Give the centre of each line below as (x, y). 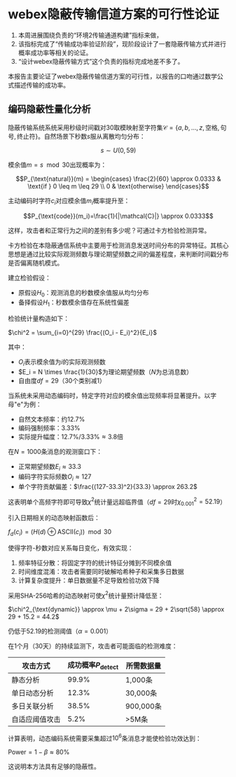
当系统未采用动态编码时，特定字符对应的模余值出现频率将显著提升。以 (109, 395)
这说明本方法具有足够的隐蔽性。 (54, 766)
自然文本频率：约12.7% (51, 419)
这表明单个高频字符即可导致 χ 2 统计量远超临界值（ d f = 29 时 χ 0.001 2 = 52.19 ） (117, 502)
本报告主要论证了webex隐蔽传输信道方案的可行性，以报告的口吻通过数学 (113, 76)
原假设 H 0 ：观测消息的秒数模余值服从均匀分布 (83, 293)
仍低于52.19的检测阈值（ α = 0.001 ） (60, 631)
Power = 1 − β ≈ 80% (39, 752)
